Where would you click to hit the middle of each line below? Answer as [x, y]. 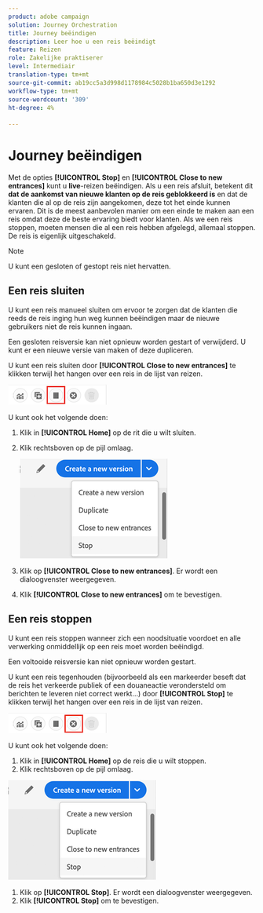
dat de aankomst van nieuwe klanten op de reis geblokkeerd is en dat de [128, 194]
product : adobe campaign [49, 16]
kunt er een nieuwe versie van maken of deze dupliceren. [101, 350]
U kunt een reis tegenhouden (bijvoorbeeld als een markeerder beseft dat [127, 677]
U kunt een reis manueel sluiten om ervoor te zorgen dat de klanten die [123, 309]
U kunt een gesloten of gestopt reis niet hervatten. [89, 266]
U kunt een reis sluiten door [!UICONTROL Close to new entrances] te [122, 365]
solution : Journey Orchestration [63, 25]
